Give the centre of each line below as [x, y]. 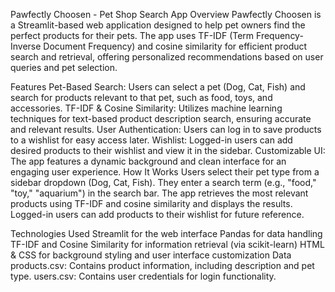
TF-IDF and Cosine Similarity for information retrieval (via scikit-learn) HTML [167, 244]
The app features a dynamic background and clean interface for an [148, 161]
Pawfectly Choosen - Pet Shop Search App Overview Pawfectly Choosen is [166, 14]
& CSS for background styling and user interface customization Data [151, 255]
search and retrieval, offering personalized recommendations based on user [167, 57]
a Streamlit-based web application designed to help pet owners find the [158, 25]
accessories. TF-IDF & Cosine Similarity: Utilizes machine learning [146, 108]
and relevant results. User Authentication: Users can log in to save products [166, 129]
